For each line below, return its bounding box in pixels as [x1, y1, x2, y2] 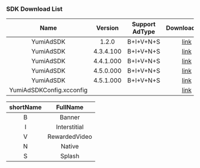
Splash [60, 152, 80, 160]
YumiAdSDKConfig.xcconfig [9, 86, 88, 94]
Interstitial [55, 123, 84, 131]
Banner [59, 113, 80, 122]
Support [132, 20, 156, 29]
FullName [56, 103, 84, 111]
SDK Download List [6, 5, 63, 13]
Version [96, 24, 119, 32]
